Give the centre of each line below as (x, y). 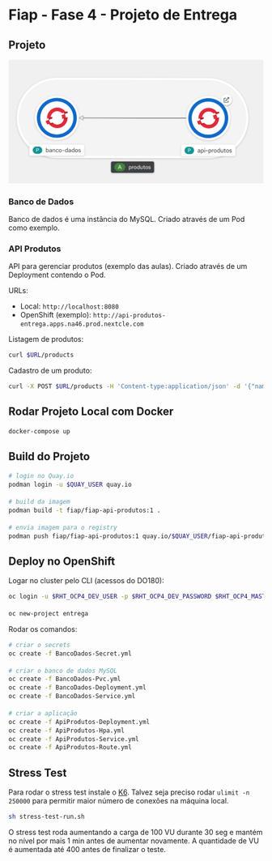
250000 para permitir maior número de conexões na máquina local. (119, 801)
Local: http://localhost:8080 (69, 306)
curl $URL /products (41, 355)
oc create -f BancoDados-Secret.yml (70, 654)
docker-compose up (39, 431)
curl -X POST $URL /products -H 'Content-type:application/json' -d (125, 386)
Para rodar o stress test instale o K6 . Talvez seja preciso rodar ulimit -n (129, 792)
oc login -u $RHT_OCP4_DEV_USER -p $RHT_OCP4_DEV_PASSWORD (110, 597)
